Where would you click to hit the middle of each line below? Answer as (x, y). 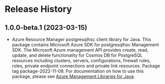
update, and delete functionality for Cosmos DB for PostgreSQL (77, 55)
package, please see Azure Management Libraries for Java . (73, 76)
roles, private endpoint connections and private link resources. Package (86, 66)
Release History (38, 9)
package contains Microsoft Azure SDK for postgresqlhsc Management (85, 45)
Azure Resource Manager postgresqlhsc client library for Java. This (81, 39)
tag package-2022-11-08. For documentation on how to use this (78, 71)
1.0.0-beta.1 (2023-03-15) (46, 28)
